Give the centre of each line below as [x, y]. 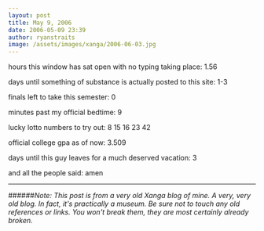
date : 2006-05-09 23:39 [47, 30]
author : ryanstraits [42, 37]
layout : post [29, 15]
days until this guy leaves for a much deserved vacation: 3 [103, 158]
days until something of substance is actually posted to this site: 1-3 [118, 82]
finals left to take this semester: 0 [62, 97]
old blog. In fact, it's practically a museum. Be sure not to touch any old [124, 204]
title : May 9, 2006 [40, 23]
